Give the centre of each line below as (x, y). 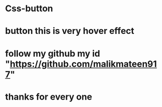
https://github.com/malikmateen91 (83, 64)
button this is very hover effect (70, 31)
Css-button (29, 9)
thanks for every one (49, 97)
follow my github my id (53, 53)
